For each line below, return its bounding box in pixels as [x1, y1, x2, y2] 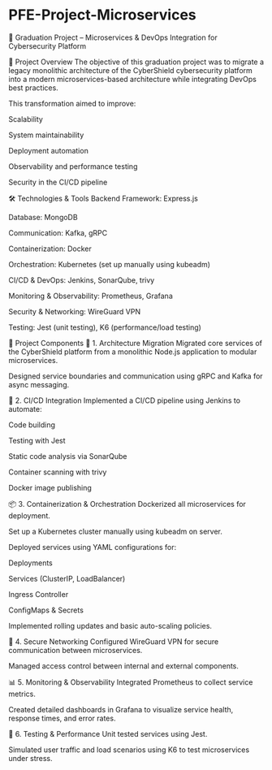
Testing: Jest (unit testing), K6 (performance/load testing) [8, 322, 201, 332]
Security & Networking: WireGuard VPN [8, 306, 140, 316]
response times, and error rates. [8, 713, 116, 723]
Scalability [8, 114, 43, 123]
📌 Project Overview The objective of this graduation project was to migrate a [8, 57, 265, 67]
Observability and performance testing [8, 161, 138, 171]
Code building [8, 420, 55, 430]
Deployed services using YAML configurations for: [8, 542, 177, 552]
